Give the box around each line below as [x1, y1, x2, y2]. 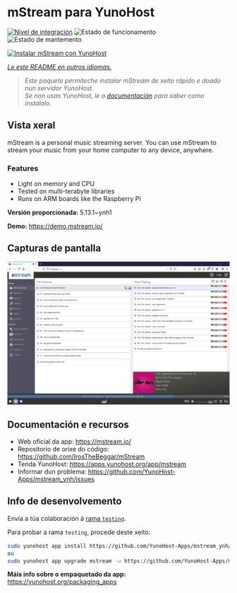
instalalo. [24, 98, 51, 107]
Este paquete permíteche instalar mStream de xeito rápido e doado [24, 76, 221, 85]
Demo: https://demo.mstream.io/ [7, 222, 103, 231]
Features [7, 163, 39, 173]
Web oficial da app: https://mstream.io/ [17, 437, 132, 446]
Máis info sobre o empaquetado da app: [7, 570, 126, 579]
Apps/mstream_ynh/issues [17, 475, 95, 483]
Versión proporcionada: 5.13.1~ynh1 [7, 208, 112, 217]
